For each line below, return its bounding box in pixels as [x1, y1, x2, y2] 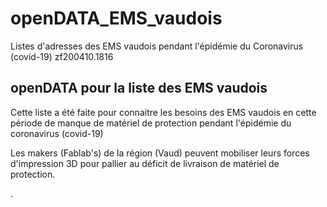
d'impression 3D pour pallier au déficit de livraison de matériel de [10, 157, 280, 169]
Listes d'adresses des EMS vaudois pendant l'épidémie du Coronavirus [10, 40, 304, 52]
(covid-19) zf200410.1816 [10, 50, 114, 62]
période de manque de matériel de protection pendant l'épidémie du [10, 117, 292, 129]
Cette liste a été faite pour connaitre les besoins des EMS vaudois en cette [10, 106, 317, 118]
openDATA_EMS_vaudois [10, 7, 223, 30]
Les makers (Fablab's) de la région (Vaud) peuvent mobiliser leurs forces [10, 147, 310, 159]
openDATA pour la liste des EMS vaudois [10, 80, 268, 97]
